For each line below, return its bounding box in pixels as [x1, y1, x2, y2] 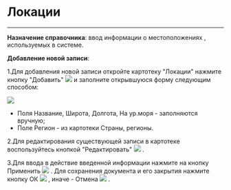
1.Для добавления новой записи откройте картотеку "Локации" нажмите [7, 67, 222, 76]
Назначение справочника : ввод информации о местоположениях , [7, 33, 206, 41]
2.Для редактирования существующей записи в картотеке [7, 137, 180, 145]
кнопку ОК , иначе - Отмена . [7, 175, 111, 183]
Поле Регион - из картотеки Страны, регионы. [16, 123, 153, 131]
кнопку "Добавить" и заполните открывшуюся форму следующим [7, 75, 211, 83]
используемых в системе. [7, 41, 84, 49]
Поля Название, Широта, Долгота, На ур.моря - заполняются [16, 109, 198, 117]
